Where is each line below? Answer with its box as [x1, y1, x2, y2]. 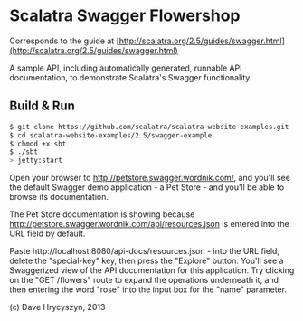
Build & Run [9, 99, 75, 114]
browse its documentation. [9, 192, 109, 203]
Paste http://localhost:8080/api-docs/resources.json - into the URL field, [9, 246, 280, 257]
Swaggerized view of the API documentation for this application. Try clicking [9, 265, 295, 276]
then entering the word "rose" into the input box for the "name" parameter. [9, 284, 288, 295]
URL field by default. [9, 228, 86, 240]
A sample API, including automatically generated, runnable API [9, 62, 242, 73]
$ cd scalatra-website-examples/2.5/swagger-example [9, 130, 213, 140]
